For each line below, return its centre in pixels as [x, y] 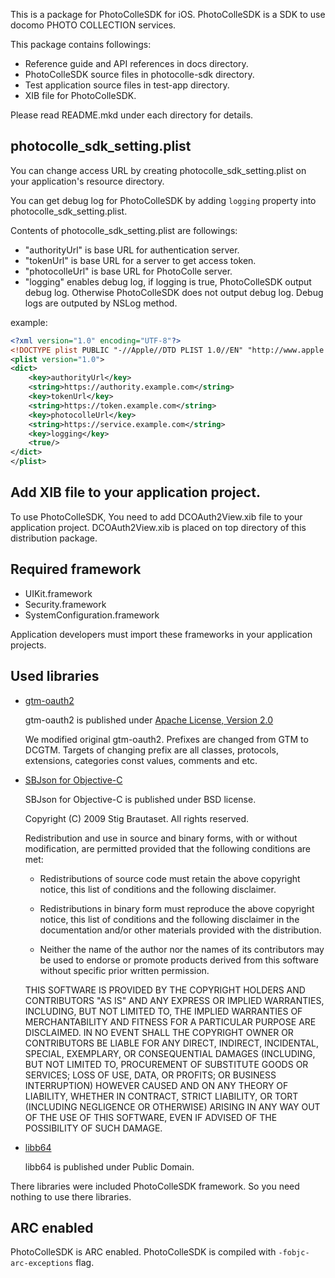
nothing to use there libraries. [71, 1196]
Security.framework [65, 604]
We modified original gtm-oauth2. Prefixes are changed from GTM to [166, 739]
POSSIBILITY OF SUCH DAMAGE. [93, 1128]
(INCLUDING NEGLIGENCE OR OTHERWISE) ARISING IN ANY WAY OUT [172, 1106]
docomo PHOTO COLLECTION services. [93, 25]
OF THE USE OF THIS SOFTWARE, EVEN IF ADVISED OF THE [151, 1117]
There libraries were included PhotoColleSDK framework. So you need [155, 1186]
